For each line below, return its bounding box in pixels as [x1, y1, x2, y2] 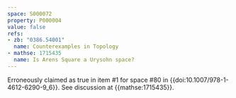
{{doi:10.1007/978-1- [169, 75, 229, 84]
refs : [7, 30, 23, 37]
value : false [7, 23, 46, 30]
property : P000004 [7, 17, 62, 24]
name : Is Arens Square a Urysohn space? [13, 56, 135, 63]
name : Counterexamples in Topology [13, 43, 119, 50]
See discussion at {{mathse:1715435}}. [61, 82, 175, 92]
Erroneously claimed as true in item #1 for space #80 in [7, 75, 169, 84]
